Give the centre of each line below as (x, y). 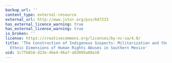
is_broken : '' (20, 34)
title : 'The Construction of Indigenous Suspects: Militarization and (82, 43)
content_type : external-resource (41, 15)
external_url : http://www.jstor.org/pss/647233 (57, 19)
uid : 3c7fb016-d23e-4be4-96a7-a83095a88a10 (52, 52)
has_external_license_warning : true (44, 29)
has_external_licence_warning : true (44, 24)
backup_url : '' (21, 10)
